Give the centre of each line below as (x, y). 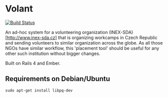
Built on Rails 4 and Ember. (33, 63)
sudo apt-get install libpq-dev (39, 90)
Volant (19, 9)
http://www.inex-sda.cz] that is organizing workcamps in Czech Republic (82, 37)
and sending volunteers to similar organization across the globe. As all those (84, 42)
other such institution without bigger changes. (53, 53)
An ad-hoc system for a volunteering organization (57, 32)
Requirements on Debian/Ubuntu (58, 79)
